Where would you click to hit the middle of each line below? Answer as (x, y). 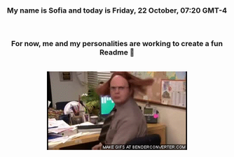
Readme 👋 (117, 52)
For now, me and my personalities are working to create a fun (117, 44)
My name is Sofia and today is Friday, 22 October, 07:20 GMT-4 (117, 10)
